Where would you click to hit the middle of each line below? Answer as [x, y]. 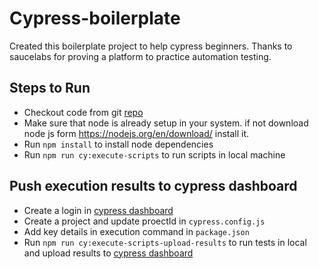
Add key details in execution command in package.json [136, 231]
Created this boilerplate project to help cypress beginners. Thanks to [151, 46]
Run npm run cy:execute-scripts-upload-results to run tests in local [165, 242]
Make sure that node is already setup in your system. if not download [166, 123]
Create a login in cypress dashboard [98, 210]
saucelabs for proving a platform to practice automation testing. [140, 56]
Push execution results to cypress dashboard [153, 186]
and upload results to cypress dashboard [108, 253]
